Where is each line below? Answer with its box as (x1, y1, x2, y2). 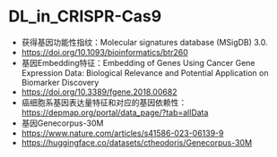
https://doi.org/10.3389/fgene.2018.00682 (21, 87, 177, 97)
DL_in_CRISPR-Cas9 (8, 6, 162, 27)
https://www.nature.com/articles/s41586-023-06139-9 (21, 128, 224, 138)
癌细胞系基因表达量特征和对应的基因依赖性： (21, 96, 187, 108)
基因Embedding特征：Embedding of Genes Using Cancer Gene (21, 57, 255, 68)
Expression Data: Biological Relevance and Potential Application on (21, 67, 269, 78)
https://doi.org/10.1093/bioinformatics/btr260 (21, 46, 189, 57)
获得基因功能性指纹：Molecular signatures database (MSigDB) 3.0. (21, 37, 268, 47)
